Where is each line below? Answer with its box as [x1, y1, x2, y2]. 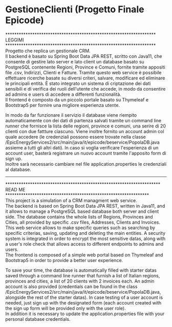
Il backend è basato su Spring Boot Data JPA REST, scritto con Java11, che [5, 53, 162, 59]
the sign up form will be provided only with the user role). [5, 305, 126, 311]
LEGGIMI [5, 37, 24, 43]
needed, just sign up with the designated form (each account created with [5, 299, 162, 306]
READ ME [5, 186, 26, 192]
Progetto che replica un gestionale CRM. [5, 48, 91, 54]
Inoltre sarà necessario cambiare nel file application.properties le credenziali [5, 161, 167, 167]
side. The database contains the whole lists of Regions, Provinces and [5, 213, 153, 220]
